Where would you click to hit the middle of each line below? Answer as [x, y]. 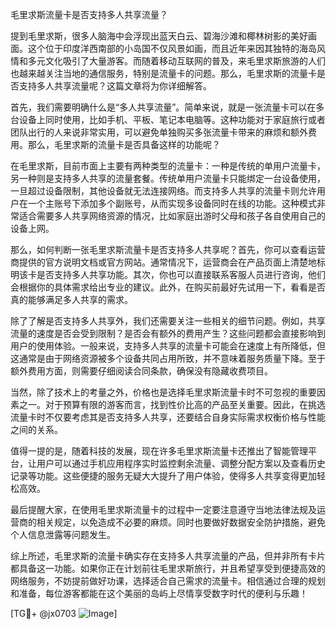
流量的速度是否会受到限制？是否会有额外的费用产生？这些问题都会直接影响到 [168, 333]
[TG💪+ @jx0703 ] [64, 613]
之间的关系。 [36, 429]
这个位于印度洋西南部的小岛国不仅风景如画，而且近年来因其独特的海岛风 [176, 48]
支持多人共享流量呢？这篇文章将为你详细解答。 [115, 86]
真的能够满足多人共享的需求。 [71, 299]
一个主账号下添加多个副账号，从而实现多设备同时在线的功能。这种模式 [172, 203]
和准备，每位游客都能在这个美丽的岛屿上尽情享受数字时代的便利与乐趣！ [159, 593]
